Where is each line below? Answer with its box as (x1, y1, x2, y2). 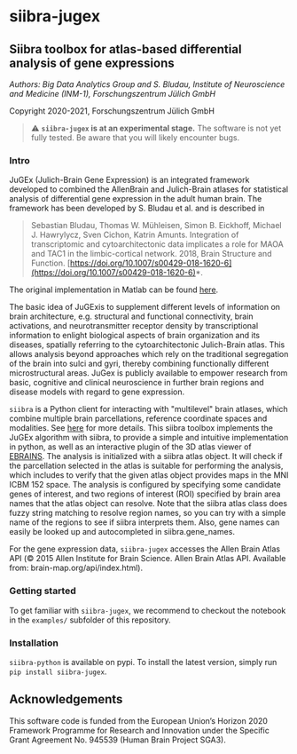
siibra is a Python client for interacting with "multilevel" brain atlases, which (9, 404, 288, 415)
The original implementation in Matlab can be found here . (9, 284, 219, 295)
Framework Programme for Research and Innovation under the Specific (9, 725, 270, 735)
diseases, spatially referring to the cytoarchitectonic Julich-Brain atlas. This (9, 339, 285, 350)
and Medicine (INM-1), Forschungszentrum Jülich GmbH (9, 89, 215, 99)
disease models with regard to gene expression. (9, 386, 184, 397)
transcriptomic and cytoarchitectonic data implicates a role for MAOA (30, 239, 284, 250)
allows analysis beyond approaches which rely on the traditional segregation (9, 349, 289, 360)
